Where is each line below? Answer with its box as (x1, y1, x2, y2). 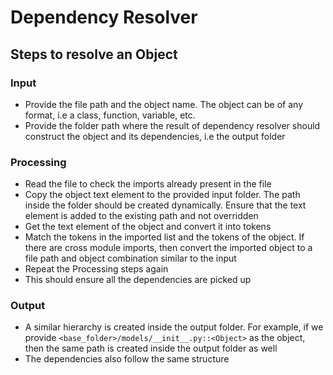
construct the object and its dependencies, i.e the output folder (24, 130, 286, 142)
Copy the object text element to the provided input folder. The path (24, 189, 301, 201)
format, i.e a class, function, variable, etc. (24, 109, 196, 121)
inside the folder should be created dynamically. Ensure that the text (24, 199, 307, 211)
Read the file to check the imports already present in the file (24, 178, 272, 190)
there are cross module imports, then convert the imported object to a (24, 242, 313, 254)
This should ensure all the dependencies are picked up (24, 274, 252, 286)
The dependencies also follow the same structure (24, 353, 230, 365)
